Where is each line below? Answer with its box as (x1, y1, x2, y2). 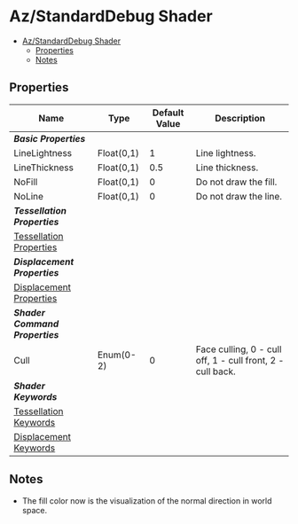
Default (152, 106, 184, 119)
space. (21, 504, 47, 515)
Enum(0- (97, 348, 137, 361)
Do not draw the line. (195, 190, 282, 202)
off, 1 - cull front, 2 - (195, 354, 285, 366)
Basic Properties (13, 132, 86, 145)
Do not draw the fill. (195, 176, 278, 188)
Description (215, 112, 266, 124)
